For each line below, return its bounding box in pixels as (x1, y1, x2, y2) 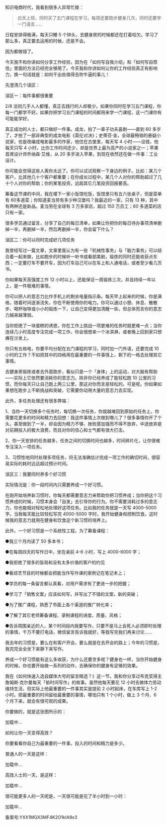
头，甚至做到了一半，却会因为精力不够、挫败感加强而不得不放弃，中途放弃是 (5, 421, 162, 427)
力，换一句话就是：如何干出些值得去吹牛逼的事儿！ (5, 72, 110, 77)
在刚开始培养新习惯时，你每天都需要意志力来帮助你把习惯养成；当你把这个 (5, 492, 158, 498)
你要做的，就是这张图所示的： (5, 709, 66, 715)
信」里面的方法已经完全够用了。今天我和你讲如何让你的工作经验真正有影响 (5, 65, 158, 71)
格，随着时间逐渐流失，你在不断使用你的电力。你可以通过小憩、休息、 (5, 300, 149, 305)
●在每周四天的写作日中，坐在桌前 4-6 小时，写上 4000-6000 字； (5, 549, 142, 554)
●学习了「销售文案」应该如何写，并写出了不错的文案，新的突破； (5, 591, 140, 597)
